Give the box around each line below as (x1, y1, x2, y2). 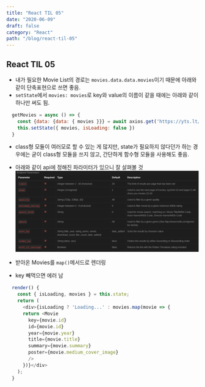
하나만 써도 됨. (15, 98, 50, 106)
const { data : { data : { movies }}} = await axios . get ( (17, 118, 157, 125)
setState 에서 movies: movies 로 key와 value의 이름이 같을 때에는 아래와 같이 (15, 91, 199, 98)
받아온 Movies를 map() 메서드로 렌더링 (15, 259, 106, 266)
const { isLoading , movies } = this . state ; (17, 291, 130, 298)
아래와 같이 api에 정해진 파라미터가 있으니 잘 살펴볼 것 (15, 164, 143, 171)
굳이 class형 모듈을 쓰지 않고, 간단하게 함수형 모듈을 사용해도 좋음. (31, 150, 189, 158)
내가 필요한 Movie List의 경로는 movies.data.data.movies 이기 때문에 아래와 (15, 76, 197, 83)
